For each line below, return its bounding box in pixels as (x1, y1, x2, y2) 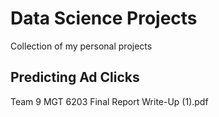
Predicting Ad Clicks (10, 69, 140, 86)
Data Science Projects (10, 7, 198, 30)
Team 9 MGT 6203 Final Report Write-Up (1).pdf (10, 95, 209, 107)
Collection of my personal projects (10, 40, 153, 52)
